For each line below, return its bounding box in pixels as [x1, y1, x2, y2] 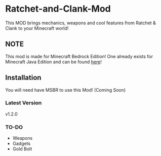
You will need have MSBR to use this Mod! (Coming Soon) [5, 87, 126, 93]
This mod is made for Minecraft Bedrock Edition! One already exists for [5, 53, 153, 59]
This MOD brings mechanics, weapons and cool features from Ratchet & [5, 20, 156, 26]
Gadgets [12, 140, 31, 147]
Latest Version [5, 99, 42, 106]
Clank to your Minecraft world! [5, 25, 69, 31]
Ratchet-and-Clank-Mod [5, 3, 111, 15]
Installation [5, 73, 42, 82]
